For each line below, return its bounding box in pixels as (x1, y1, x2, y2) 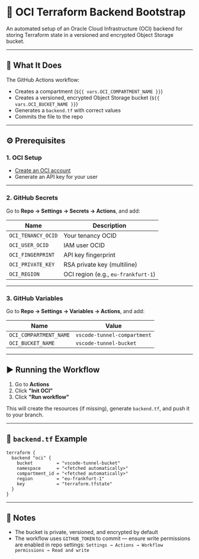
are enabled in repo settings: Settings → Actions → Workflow (14, 541, 163, 548)
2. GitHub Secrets (6, 194, 58, 202)
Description (92, 221, 127, 229)
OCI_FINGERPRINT (9, 251, 55, 258)
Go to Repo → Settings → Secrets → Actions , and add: (6, 207, 140, 214)
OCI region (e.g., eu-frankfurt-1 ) (63, 270, 156, 278)
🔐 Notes (6, 513, 36, 523)
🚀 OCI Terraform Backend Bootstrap (6, 5, 186, 19)
